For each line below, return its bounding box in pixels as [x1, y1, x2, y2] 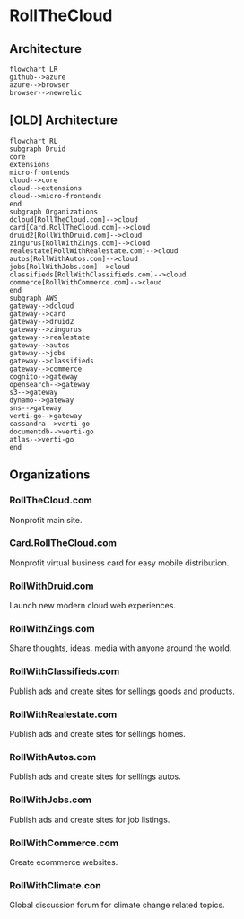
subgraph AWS [9, 293, 58, 302]
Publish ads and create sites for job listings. [9, 814, 170, 825]
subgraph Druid [9, 144, 66, 153]
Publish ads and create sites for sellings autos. [9, 771, 181, 782]
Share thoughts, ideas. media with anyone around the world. [9, 643, 232, 653]
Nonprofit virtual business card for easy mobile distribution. [9, 557, 230, 568]
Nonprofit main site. [9, 514, 83, 525]
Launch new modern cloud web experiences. [9, 600, 177, 611]
